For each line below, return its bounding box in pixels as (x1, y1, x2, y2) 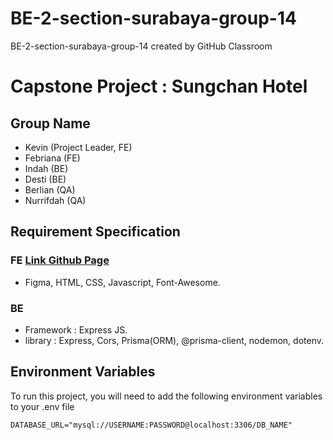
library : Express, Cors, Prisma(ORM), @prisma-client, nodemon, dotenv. (24, 334, 325, 346)
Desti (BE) (24, 173, 67, 185)
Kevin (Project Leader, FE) (24, 141, 133, 153)
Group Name (10, 115, 91, 132)
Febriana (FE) (24, 152, 81, 164)
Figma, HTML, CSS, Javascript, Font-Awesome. (24, 276, 221, 288)
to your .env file (10, 400, 75, 412)
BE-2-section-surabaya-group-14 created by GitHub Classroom (10, 40, 273, 52)
